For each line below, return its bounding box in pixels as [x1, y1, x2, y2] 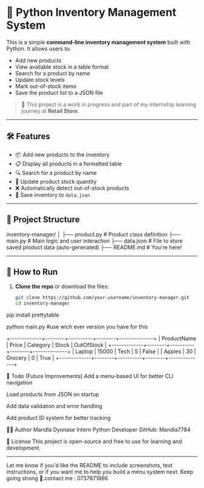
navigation [6, 379, 33, 387]
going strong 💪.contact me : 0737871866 [6, 475, 108, 482]
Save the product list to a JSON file [15, 89, 103, 96]
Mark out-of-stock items [15, 82, 76, 90]
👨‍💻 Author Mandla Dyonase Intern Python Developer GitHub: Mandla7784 [6, 426, 191, 433]
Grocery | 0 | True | [6, 354, 55, 362]
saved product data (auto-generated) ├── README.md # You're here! [6, 243, 182, 251]
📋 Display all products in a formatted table [15, 160, 123, 167]
